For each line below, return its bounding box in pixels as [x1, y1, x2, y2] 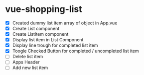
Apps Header [12, 59, 40, 65]
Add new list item [12, 65, 48, 71]
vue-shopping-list [5, 3, 82, 15]
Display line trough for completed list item [12, 42, 98, 48]
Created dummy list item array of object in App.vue [12, 20, 118, 26]
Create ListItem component [12, 31, 69, 37]
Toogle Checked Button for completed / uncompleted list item [12, 48, 140, 54]
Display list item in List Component [12, 37, 84, 43]
